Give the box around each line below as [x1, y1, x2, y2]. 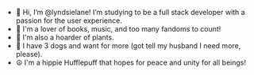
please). [15, 50, 43, 58]
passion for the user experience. [15, 16, 123, 25]
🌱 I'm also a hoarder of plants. [15, 32, 114, 42]
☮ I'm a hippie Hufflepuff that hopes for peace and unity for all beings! [15, 58, 246, 67]
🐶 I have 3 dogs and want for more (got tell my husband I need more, [15, 41, 241, 51]
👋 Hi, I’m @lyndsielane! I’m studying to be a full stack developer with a [15, 8, 245, 17]
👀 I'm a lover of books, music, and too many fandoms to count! [15, 24, 221, 33]
